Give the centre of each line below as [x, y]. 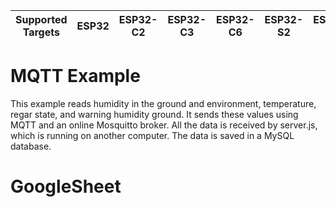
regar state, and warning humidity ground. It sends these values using [154, 114]
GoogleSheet [66, 186]
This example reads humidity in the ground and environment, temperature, [163, 103]
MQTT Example [75, 76]
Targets [41, 32]
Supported [41, 19]
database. [31, 146]
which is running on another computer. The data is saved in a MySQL [152, 135]
